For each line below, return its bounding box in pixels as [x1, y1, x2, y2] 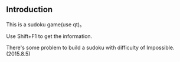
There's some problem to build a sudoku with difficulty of [6, 44, 146, 51]
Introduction [6, 5, 53, 15]
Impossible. [146, 44, 175, 51]
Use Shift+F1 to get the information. [6, 32, 93, 40]
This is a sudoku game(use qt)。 [6, 20, 86, 28]
